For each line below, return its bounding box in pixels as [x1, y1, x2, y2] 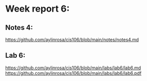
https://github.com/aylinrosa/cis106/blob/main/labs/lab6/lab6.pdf [5, 70, 142, 76]
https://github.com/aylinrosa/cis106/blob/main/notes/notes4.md [5, 36, 139, 43]
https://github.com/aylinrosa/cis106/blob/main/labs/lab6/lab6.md [5, 64, 141, 71]
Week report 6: [5, 3, 70, 15]
